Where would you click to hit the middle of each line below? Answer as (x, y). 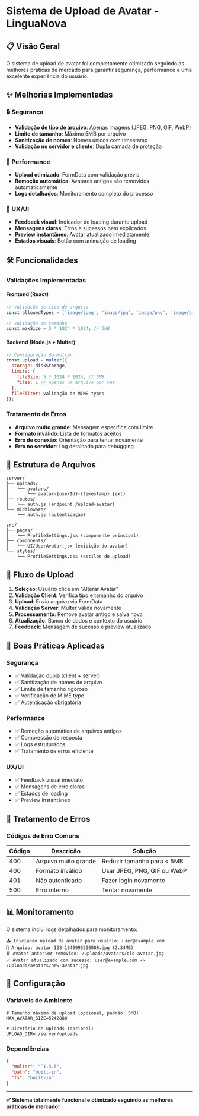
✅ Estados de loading (41, 793)
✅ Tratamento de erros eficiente (54, 751)
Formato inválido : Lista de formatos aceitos (68, 433)
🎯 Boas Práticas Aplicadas (55, 645)
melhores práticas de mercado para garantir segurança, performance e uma (99, 70)
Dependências (28, 1049)
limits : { (23, 372)
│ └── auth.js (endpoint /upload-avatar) (61, 504)
